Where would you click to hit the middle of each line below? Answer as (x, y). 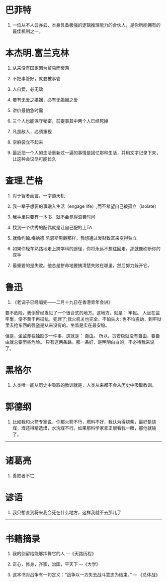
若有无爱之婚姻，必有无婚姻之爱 (45, 100)
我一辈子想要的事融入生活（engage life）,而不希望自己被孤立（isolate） (85, 206)
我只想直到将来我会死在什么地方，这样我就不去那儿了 (67, 512)
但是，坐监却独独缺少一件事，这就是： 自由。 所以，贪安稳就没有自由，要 (80, 336)
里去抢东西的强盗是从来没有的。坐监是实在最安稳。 (57, 325)
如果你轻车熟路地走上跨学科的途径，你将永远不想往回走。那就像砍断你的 (86, 248)
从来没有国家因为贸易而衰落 (41, 68)
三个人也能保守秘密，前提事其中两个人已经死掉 (60, 121)
